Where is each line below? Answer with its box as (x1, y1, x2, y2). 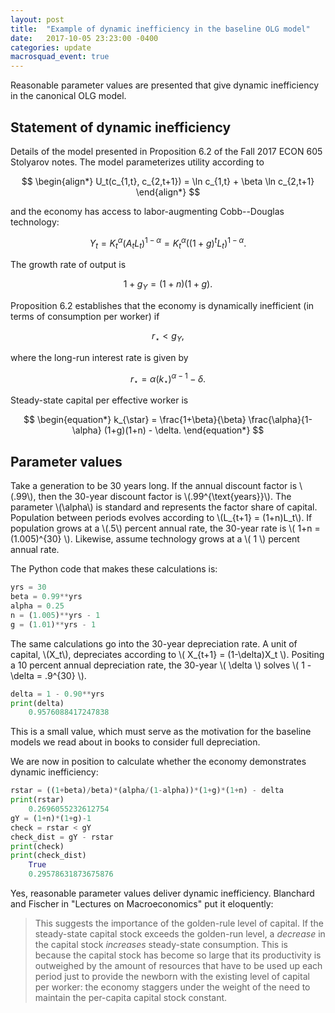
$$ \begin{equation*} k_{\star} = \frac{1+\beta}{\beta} (23, 414, 247, 426)
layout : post (10, 14, 65, 25)
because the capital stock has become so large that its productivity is (34, 949, 322, 961)
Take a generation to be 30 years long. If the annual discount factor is (10, 480, 298, 492)
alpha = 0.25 (10, 601, 65, 611)
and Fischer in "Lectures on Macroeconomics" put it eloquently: (10, 898, 274, 910)
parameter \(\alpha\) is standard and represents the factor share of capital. (10, 501, 318, 513)
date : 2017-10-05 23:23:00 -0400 (10, 33, 159, 43)
